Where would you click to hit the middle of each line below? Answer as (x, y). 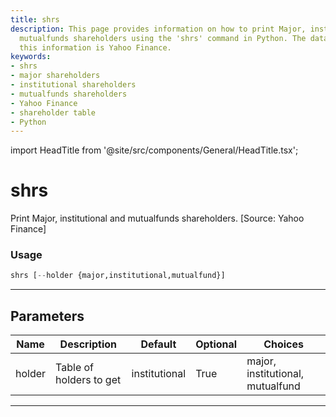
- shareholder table (53, 112)
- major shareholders (55, 76)
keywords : (31, 57)
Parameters (47, 316)
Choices (284, 344)
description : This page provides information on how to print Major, (158, 29)
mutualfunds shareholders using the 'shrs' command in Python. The (163, 38)
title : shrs (35, 19)
